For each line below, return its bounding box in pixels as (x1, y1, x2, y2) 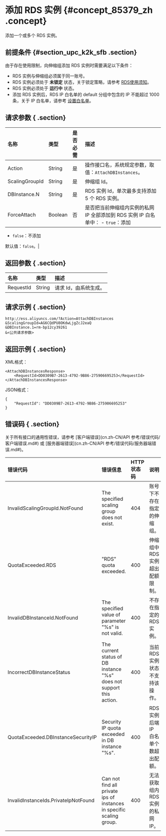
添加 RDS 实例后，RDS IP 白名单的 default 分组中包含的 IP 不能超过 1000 (12, 91, 160, 97)
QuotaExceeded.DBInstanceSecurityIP (7, 733, 97, 740)
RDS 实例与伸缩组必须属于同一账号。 (12, 73, 87, 79)
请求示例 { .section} (5, 303, 66, 311)
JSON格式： (5, 387, 31, 393)
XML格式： (5, 359, 28, 365)
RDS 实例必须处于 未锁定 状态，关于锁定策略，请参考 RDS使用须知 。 (12, 79, 152, 85)
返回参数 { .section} (5, 259, 66, 267)
